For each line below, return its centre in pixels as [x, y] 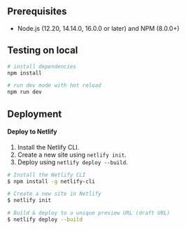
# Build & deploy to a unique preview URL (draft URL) [89, 213]
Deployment [35, 114]
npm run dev [24, 92]
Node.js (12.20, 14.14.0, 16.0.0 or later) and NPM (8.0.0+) [98, 28]
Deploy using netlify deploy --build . [72, 162]
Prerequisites [37, 12]
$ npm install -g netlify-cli [51, 181]
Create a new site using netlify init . [72, 154]
